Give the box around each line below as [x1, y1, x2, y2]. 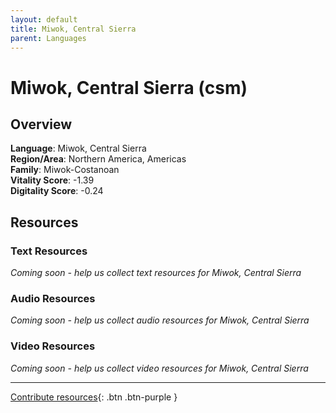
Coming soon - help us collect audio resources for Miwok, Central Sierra [10, 314, 310, 326]
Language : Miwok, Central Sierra [10, 142, 147, 155]
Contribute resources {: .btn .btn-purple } [10, 391, 178, 403]
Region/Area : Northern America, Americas [10, 153, 187, 165]
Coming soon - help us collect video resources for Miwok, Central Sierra [10, 362, 309, 374]
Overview [10, 116, 73, 133]
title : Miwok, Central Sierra [10, 24, 137, 34]
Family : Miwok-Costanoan [10, 164, 120, 176]
